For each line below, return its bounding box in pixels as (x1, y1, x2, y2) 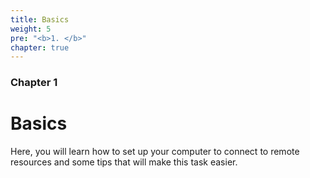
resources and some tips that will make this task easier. (10, 156, 238, 168)
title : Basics (10, 14, 70, 25)
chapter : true (10, 42, 70, 53)
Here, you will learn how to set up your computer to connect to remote (10, 146, 300, 158)
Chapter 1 (10, 76, 58, 90)
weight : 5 (10, 24, 52, 34)
